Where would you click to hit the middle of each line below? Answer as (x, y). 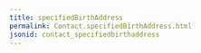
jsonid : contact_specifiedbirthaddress (85, 34)
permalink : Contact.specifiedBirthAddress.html (101, 26)
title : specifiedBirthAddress (67, 18)
